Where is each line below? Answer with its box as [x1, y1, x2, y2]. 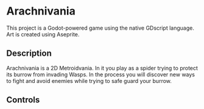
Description [6, 48, 52, 59]
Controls [6, 95, 40, 105]
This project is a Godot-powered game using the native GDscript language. [6, 24, 195, 31]
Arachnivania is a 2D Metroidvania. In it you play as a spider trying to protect [6, 64, 198, 71]
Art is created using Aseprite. [6, 30, 80, 38]
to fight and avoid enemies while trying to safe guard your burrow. [6, 77, 172, 84]
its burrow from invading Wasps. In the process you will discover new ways [6, 71, 195, 78]
